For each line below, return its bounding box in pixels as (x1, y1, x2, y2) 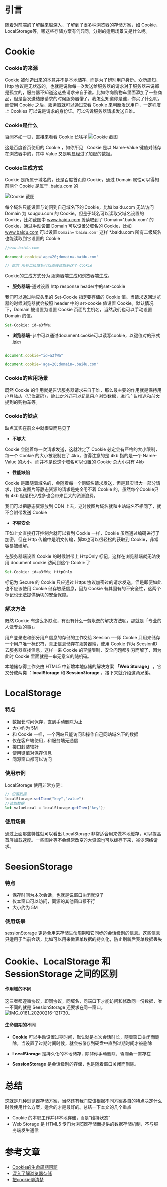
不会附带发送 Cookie (5, 509, 47, 515)
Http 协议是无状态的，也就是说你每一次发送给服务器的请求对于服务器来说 (5, 83, 155, 89)
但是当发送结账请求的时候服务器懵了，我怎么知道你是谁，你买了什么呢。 (13, 96, 162, 102)
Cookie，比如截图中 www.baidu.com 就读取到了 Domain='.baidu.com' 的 (5, 217, 154, 223)
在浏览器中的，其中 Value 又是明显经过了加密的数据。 (5, 150, 115, 157)
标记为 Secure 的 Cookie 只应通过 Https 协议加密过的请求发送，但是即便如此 (5, 579, 162, 585)
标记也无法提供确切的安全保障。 (5, 591, 71, 598)
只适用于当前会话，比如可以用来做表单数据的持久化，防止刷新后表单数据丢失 (5, 936, 162, 942)
